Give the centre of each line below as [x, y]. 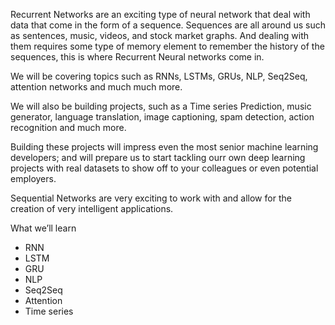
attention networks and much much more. [96, 87]
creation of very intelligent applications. [92, 208]
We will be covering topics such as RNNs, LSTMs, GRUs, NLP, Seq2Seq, [159, 76]
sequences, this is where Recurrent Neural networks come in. [137, 57]
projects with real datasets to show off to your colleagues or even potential [164, 168]
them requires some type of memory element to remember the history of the [167, 46]
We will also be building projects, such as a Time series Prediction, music [161, 106]
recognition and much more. [68, 127]
